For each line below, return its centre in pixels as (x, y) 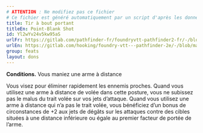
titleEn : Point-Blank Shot (40, 29)
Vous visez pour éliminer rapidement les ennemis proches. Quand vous (95, 86)
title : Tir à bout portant (40, 23)
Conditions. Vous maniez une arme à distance (64, 74)
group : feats (23, 51)
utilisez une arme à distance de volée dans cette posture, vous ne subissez (100, 92)
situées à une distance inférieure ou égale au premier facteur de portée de (99, 118)
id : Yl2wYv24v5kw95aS (34, 34)
